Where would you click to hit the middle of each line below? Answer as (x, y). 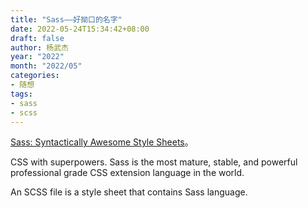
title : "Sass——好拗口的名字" (66, 19)
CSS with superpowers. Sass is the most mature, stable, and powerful (154, 162)
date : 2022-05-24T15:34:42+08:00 (80, 29)
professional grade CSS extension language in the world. (127, 173)
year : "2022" (37, 57)
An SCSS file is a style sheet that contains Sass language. (129, 192)
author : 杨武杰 (39, 47)
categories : (35, 76)
